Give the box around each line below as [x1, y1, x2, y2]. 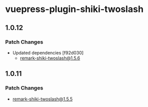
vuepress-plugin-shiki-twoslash [5, 3, 144, 15]
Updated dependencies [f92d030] [12, 49, 84, 55]
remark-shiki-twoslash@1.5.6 [20, 55, 80, 61]
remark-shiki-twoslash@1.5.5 [12, 96, 73, 102]
